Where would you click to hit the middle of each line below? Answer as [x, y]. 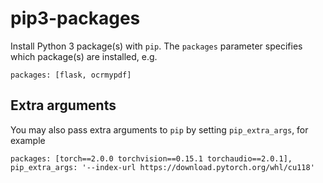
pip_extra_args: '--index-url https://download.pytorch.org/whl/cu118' [162, 167]
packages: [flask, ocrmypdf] [71, 75]
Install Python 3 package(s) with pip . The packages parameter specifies [156, 46]
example [28, 140]
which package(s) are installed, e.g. [84, 56]
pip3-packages [75, 18]
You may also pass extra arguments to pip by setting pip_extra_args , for [159, 129]
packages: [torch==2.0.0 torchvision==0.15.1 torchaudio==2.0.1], [151, 158]
